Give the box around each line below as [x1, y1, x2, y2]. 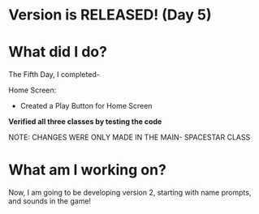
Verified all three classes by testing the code [8, 117, 162, 126]
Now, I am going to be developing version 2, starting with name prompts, [8, 188, 252, 198]
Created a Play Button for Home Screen [19, 101, 153, 111]
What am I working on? [8, 160, 166, 179]
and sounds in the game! [8, 196, 92, 206]
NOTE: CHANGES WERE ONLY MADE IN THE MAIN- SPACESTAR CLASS [8, 132, 251, 143]
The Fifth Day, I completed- [8, 70, 100, 79]
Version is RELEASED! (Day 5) [8, 6, 213, 24]
